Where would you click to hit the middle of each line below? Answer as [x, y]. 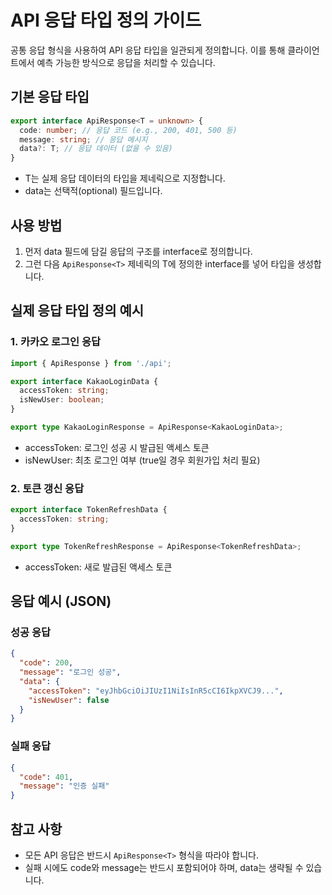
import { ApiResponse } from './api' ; [91, 363]
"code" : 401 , [46, 777]
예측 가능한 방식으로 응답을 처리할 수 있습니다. [126, 62]
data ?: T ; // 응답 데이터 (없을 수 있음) [96, 149]
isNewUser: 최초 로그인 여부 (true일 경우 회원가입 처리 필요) [142, 460]
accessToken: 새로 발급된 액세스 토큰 [98, 567]
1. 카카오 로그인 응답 [56, 342]
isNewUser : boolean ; [62, 400]
